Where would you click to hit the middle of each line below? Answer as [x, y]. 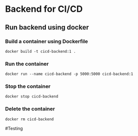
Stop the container [28, 86]
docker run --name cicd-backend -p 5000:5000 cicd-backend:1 [69, 74]
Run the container [27, 64]
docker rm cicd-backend [30, 119]
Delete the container [30, 109]
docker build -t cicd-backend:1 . [41, 51]
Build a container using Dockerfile [47, 41]
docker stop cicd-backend [32, 97]
